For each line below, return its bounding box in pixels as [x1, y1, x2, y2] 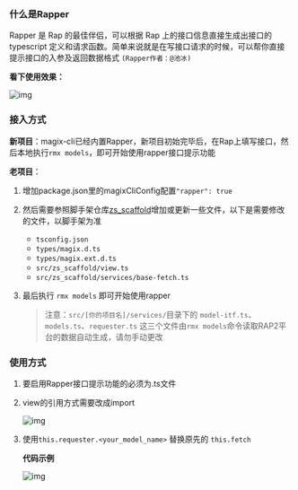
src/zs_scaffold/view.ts [35, 263, 129, 273]
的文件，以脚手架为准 [22, 215, 101, 226]
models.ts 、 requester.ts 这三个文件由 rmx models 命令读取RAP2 [44, 320, 279, 331]
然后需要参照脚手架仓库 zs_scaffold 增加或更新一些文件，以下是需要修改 [22, 204, 285, 214]
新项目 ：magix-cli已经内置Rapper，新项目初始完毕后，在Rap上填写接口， [9, 136, 281, 146]
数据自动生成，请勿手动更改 [60, 331, 163, 342]
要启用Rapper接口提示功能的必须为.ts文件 [22, 378, 177, 389]
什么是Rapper [9, 7, 70, 20]
